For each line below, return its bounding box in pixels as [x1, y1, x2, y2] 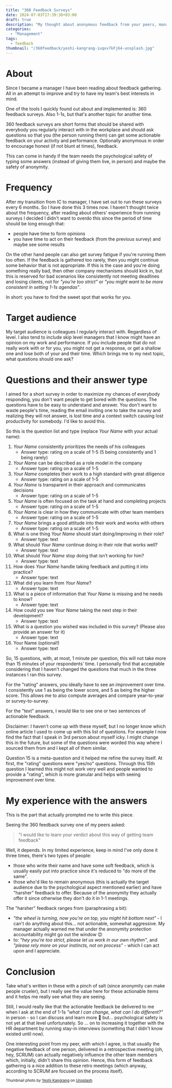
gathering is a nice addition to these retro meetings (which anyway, [6, 1063, 148, 1069]
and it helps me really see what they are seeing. [6, 994, 106, 1000]
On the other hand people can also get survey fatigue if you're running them [6, 251, 166, 257]
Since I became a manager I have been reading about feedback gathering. [6, 85, 162, 91]
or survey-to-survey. [6, 698, 50, 704]
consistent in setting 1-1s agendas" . [6, 284, 81, 290]
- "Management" [10, 31, 43, 36]
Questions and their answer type [6, 374, 148, 385]
